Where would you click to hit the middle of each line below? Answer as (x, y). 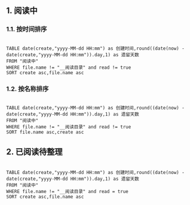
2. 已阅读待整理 (34, 152)
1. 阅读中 (22, 11)
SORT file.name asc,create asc (45, 132)
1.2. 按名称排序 (27, 88)
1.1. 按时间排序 (27, 29)
